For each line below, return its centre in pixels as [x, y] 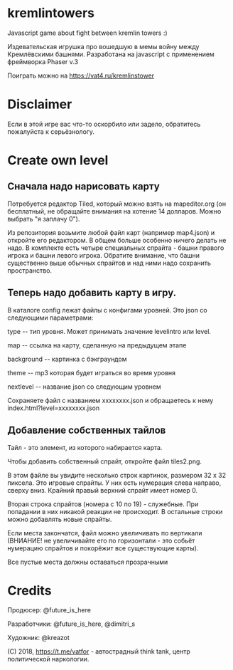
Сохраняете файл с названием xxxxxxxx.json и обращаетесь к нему [110, 400]
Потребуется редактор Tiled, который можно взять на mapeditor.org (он [116, 204]
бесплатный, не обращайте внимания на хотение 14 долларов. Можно [114, 211]
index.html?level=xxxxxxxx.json [54, 408]
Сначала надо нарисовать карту [83, 187]
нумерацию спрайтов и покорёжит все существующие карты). [103, 548]
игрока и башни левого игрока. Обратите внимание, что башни [104, 255]
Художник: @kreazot [38, 638]
